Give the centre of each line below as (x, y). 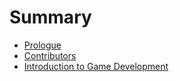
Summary (50, 17)
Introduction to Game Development (96, 66)
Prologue (42, 45)
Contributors (50, 55)
